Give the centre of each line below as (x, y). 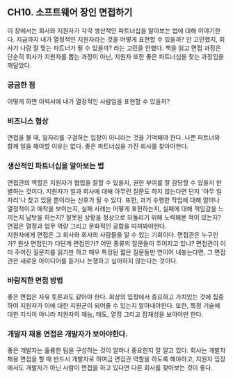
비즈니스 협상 (28, 122)
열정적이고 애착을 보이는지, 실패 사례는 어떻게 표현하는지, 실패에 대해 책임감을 (112, 208)
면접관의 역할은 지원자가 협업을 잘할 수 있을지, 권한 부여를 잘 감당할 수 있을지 (111, 182)
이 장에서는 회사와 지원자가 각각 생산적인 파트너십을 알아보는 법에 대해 (102, 31)
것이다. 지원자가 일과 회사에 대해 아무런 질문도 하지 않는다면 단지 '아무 (120, 191)
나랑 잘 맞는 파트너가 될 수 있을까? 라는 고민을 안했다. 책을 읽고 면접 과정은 (120, 48)
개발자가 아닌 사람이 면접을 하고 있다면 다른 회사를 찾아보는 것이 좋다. (119, 368)
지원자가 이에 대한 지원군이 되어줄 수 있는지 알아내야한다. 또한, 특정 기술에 (120, 305)
